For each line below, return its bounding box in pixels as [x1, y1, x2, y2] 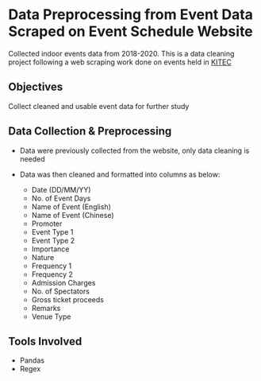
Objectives [8, 80, 63, 94]
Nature [31, 252, 55, 262]
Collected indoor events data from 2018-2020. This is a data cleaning [8, 49, 235, 58]
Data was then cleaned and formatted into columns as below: [19, 169, 221, 179]
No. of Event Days [31, 193, 91, 203]
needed [19, 154, 45, 164]
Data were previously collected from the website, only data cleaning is [19, 146, 250, 155]
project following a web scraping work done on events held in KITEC [8, 57, 232, 67]
